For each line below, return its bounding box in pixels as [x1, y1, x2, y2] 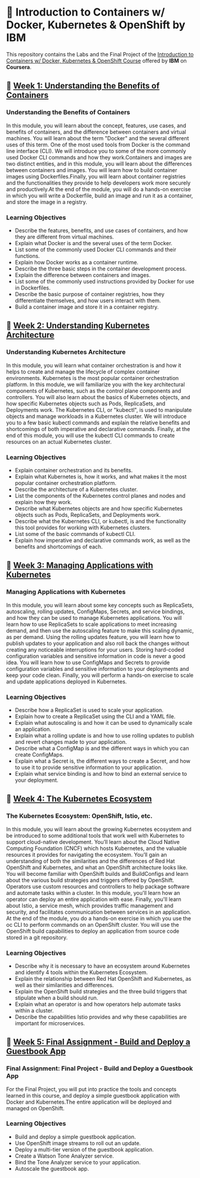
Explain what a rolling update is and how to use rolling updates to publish [14, 731, 195, 739]
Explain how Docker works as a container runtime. [14, 258, 139, 266]
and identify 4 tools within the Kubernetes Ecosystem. [14, 968, 148, 976]
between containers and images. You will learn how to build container [6, 166, 177, 173]
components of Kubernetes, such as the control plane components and [6, 387, 181, 394]
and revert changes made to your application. [14, 738, 127, 745]
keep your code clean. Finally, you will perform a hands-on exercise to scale [6, 671, 194, 679]
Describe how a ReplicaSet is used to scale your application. [14, 706, 164, 713]
